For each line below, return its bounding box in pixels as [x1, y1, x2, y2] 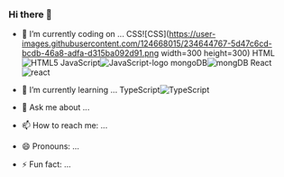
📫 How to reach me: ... [21, 120, 108, 131]
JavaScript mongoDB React [60, 58, 272, 69]
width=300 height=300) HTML [160, 48, 276, 59]
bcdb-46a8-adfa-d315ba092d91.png [21, 48, 160, 59]
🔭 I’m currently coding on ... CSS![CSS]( [21, 29, 169, 40]
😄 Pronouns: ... [21, 141, 80, 152]
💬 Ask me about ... [21, 102, 90, 113]
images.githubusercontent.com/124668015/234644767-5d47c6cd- [21, 38, 272, 49]
